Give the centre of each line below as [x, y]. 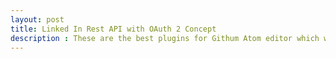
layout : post [37, 19]
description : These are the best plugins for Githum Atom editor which [165, 38]
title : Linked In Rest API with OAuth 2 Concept [113, 29]
